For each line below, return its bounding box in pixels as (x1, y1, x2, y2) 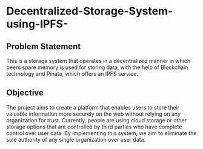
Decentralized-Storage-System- (6, 4, 173, 18)
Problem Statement (6, 41, 81, 51)
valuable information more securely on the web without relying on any (6, 110, 181, 118)
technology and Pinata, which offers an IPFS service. (6, 70, 138, 77)
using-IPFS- (6, 17, 68, 31)
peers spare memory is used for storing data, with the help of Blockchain (6, 64, 188, 71)
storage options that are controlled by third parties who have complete (6, 123, 182, 130)
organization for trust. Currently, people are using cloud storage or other (6, 116, 187, 124)
